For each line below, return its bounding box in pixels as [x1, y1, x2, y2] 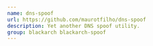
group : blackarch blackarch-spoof [7, 28, 107, 36]
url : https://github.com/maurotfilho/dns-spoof [7, 16, 147, 23]
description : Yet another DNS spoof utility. [7, 22, 140, 29]
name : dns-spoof [7, 9, 54, 17]
